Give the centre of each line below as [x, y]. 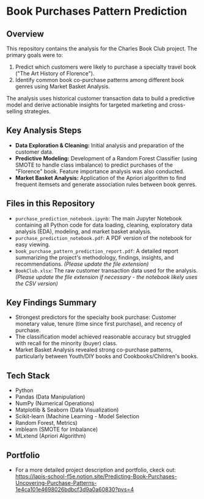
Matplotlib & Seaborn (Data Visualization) [67, 410]
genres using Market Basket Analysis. [63, 86]
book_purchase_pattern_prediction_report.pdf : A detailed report [97, 251]
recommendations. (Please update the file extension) [82, 264]
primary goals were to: [35, 55]
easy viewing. [33, 244]
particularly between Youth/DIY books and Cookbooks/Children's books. [107, 356]
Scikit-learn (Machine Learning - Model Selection [77, 416]
